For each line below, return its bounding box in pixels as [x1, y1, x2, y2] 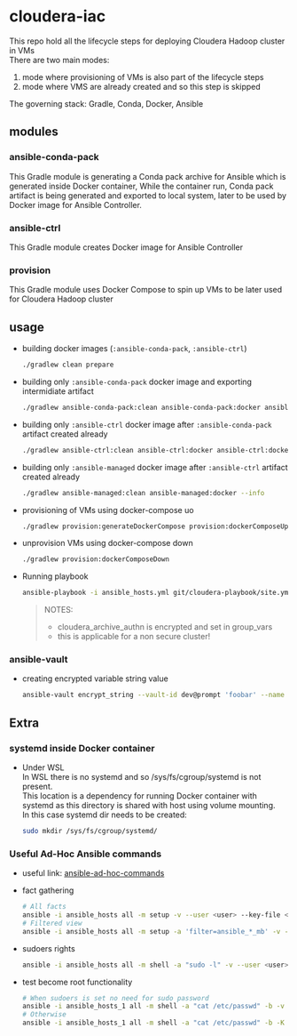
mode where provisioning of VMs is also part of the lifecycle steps [21, 71, 264, 82]
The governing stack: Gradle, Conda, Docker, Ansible [9, 98, 204, 108]
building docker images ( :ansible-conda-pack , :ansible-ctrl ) [21, 343, 247, 354]
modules [9, 124, 59, 140]
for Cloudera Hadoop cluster [9, 293, 113, 304]
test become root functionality [21, 976, 133, 987]
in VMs [9, 44, 35, 55]
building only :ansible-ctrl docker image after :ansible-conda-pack [21, 419, 272, 430]
